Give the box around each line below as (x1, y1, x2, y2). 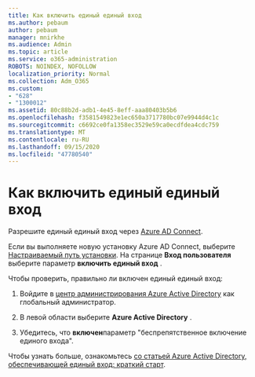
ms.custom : (8, 84, 44, 93)
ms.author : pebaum (8, 19, 68, 27)
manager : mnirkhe (8, 33, 65, 42)
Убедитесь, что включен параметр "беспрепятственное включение (19, 328, 247, 338)
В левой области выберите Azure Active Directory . (19, 313, 192, 322)
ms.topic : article (8, 48, 68, 56)
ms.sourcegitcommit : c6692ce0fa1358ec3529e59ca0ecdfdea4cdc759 (8, 121, 220, 129)
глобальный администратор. (19, 298, 116, 307)
